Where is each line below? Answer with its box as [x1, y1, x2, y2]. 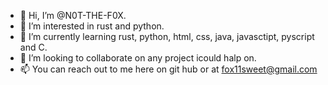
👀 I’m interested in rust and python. [19, 20, 165, 32]
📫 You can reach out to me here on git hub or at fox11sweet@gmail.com [19, 63, 318, 75]
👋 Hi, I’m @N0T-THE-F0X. [19, 10, 127, 21]
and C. [19, 41, 48, 53]
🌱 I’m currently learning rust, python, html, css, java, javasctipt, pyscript [19, 31, 315, 42]
